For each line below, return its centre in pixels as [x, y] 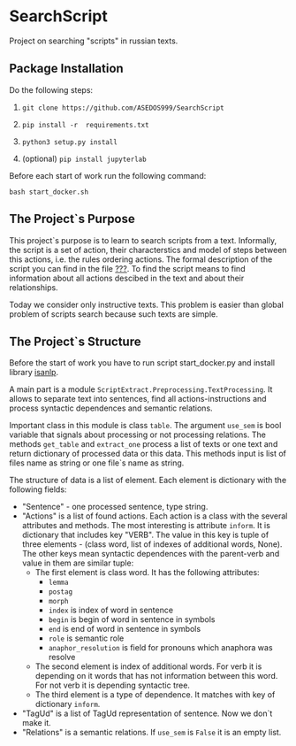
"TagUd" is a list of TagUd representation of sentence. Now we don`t [147, 713]
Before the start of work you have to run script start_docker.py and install [142, 363]
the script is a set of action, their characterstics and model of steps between [148, 250]
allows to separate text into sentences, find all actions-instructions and [138, 399]
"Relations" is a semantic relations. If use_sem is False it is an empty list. [152, 733]
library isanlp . [34, 373]
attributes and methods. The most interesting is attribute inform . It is [146, 526]
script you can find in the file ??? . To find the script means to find [127, 268]
